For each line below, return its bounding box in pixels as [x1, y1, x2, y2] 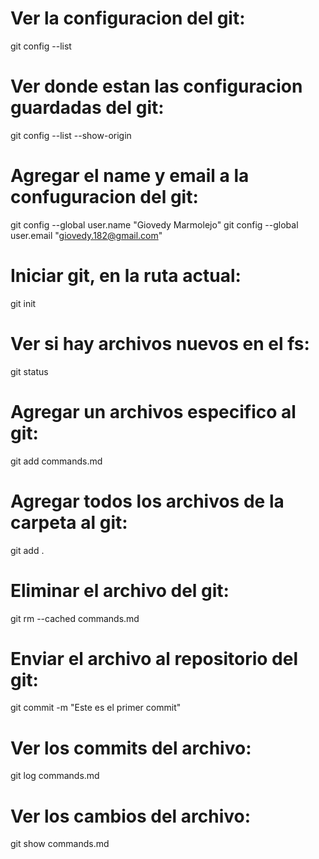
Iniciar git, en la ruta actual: [10, 265, 242, 287]
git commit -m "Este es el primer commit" [10, 702, 182, 714]
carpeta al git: [10, 511, 128, 534]
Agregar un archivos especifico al [10, 400, 297, 423]
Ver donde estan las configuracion [10, 75, 303, 98]
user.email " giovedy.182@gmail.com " [10, 229, 163, 241]
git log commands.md [10, 770, 100, 782]
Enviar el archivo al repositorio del [10, 647, 299, 670]
